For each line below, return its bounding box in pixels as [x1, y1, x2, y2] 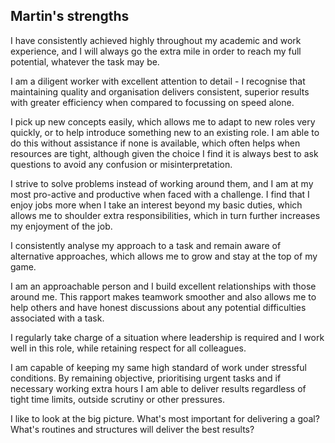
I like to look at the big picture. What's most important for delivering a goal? [10, 412, 320, 424]
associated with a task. [10, 312, 105, 324]
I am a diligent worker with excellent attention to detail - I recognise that [10, 75, 306, 87]
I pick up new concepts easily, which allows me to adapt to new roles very [10, 115, 316, 128]
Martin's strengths [10, 8, 130, 25]
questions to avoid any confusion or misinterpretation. [10, 158, 233, 170]
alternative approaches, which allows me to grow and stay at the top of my [10, 250, 318, 262]
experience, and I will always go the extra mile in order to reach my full [10, 45, 302, 57]
